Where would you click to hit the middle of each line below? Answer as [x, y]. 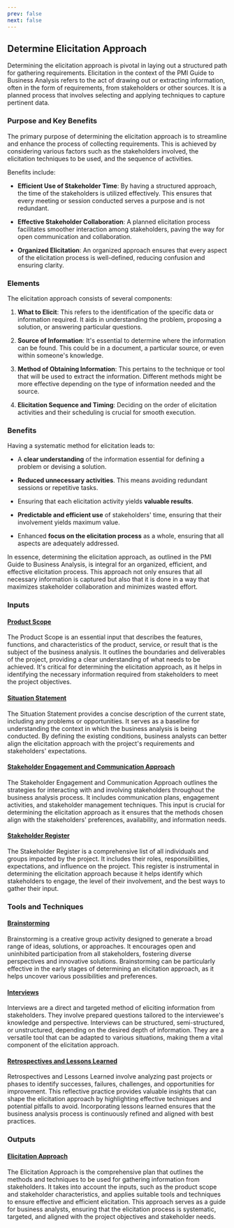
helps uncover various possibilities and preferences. [82, 976]
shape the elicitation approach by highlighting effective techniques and [109, 1099]
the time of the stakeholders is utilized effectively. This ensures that [115, 193]
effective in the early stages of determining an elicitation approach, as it [111, 969]
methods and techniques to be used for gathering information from [104, 1179]
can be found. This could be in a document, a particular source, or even [120, 348]
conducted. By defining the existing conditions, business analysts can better [117, 736]
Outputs [22, 1140]
